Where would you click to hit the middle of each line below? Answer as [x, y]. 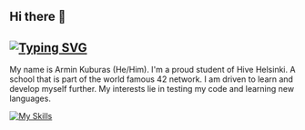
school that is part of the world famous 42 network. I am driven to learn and [152, 79]
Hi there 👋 [38, 17]
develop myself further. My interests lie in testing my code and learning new [152, 89]
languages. [30, 99]
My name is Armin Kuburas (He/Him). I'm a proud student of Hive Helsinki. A [152, 70]
